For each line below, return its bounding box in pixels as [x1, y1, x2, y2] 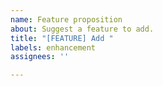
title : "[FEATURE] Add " [10, 33, 114, 43]
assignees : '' [10, 52, 70, 62]
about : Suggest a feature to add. [10, 24, 155, 34]
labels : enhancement [10, 42, 97, 53]
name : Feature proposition [10, 14, 123, 25]
